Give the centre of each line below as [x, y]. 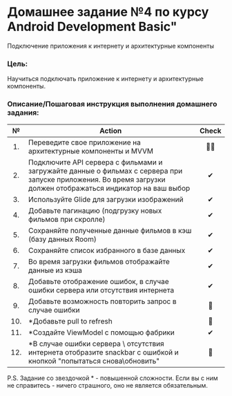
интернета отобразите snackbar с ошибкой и [104, 352]
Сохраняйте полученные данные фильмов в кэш [110, 230]
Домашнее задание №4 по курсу [108, 12]
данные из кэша [56, 270]
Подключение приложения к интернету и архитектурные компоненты [110, 46]
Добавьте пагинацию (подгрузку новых [95, 210]
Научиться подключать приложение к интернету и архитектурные [105, 79]
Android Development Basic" [92, 27]
